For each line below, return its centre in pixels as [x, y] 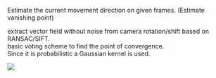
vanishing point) [31, 18]
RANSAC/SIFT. [29, 39]
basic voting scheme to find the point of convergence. [86, 46]
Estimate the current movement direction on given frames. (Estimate [106, 10]
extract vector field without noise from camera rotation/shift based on [108, 31]
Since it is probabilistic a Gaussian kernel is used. [79, 53]
